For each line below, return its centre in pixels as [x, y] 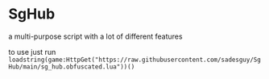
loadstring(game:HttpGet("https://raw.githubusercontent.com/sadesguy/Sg [135, 60]
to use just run [32, 52]
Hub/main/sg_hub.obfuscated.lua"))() [72, 67]
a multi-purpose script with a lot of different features [95, 36]
